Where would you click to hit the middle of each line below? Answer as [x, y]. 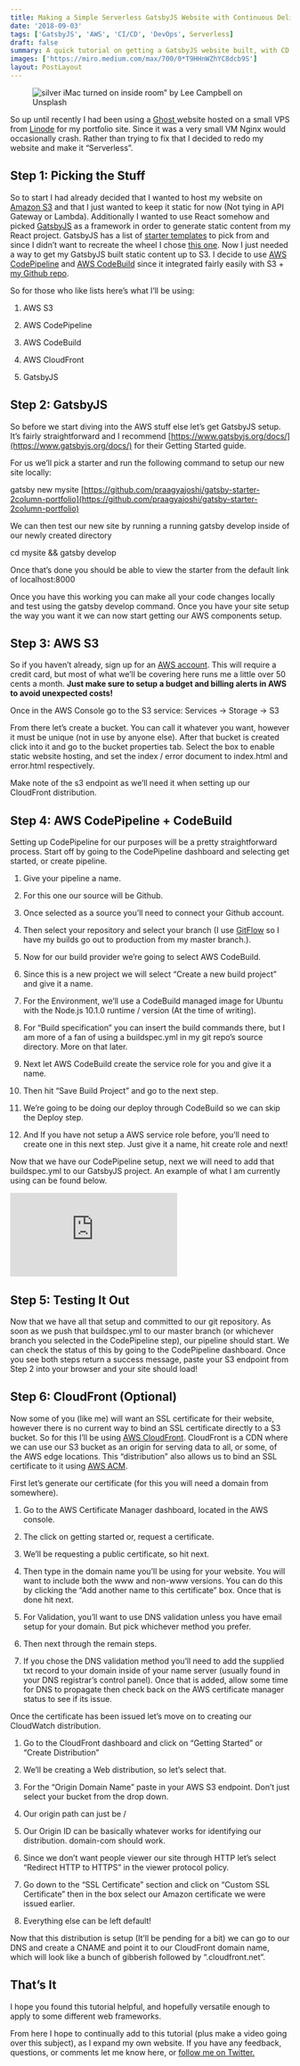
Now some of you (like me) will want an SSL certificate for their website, [142, 1418]
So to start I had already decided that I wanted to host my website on [137, 197]
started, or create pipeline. [59, 861]
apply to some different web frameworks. [86, 2016]
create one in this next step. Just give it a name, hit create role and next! [155, 1145]
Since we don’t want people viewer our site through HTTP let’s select [150, 1857]
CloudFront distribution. [53, 793]
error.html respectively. [53, 766]
